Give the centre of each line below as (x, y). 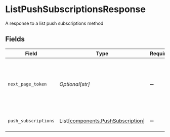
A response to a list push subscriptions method (54, 23)
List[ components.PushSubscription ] (102, 121)
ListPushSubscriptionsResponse (75, 9)
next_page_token (27, 84)
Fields (15, 39)
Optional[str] (75, 84)
